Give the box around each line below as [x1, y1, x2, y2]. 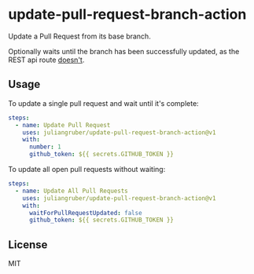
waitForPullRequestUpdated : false [28, 209, 143, 217]
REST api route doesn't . [8, 55, 85, 64]
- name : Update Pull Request [15, 121, 111, 129]
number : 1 [28, 143, 61, 151]
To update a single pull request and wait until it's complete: [8, 98, 199, 108]
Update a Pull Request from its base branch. [8, 31, 151, 41]
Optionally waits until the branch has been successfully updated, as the [8, 46, 240, 56]
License [8, 238, 48, 251]
